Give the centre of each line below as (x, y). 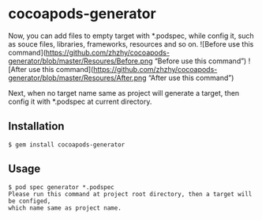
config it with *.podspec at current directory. (80, 101)
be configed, (30, 201)
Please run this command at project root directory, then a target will (130, 194)
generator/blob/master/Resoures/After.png (78, 78)
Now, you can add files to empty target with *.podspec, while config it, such (131, 36)
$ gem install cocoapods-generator (67, 144)
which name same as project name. (65, 208)
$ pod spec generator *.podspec (61, 187)
